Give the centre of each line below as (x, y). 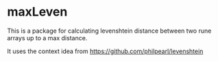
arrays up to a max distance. (47, 37)
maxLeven (37, 12)
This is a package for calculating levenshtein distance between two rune (109, 31)
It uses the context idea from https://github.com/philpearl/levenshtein (105, 51)
